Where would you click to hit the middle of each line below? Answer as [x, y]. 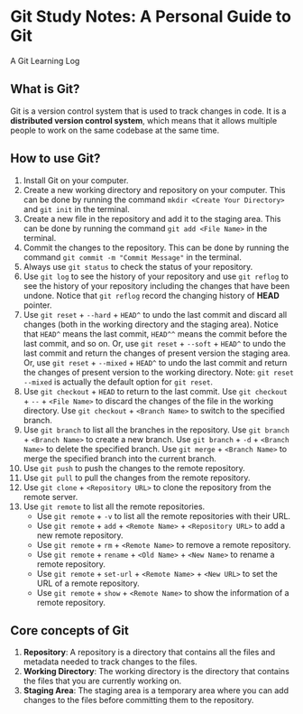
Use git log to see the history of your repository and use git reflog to [156, 276]
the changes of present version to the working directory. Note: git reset [158, 372]
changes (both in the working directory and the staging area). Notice [151, 324]
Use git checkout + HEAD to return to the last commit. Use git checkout [155, 391]
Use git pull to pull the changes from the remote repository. [137, 478]
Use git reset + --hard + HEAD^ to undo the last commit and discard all [155, 314]
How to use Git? [55, 158]
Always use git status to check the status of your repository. [138, 266]
